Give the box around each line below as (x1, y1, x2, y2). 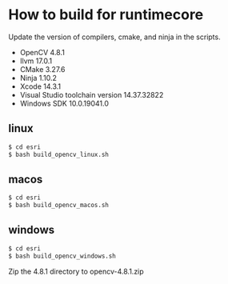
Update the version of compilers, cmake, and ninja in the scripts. (8, 32, 222, 42)
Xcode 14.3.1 (19, 82, 62, 91)
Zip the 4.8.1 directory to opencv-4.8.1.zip (8, 266, 144, 276)
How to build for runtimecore (8, 6, 204, 24)
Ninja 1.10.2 (19, 73, 58, 82)
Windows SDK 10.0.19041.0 (19, 98, 110, 108)
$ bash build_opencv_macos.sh (8, 202, 110, 210)
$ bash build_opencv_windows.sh (8, 252, 116, 260)
